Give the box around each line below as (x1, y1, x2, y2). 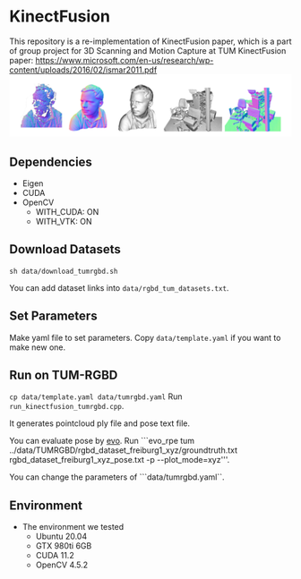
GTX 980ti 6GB (35, 541, 92, 551)
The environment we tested (21, 522, 125, 532)
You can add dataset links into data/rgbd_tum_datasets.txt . (9, 282, 229, 293)
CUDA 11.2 (35, 550, 74, 561)
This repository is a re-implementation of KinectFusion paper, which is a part (9, 36, 292, 47)
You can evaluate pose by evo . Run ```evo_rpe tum (9, 436, 195, 447)
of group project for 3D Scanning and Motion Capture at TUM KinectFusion (9, 45, 287, 55)
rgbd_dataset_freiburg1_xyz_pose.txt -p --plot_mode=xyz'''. (9, 455, 230, 465)
